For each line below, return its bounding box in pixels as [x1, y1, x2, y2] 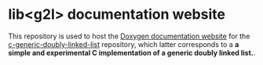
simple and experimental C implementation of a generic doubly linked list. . [8, 48, 256, 57]
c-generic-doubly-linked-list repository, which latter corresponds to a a [8, 39, 239, 49]
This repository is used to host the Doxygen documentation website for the [8, 31, 250, 41]
